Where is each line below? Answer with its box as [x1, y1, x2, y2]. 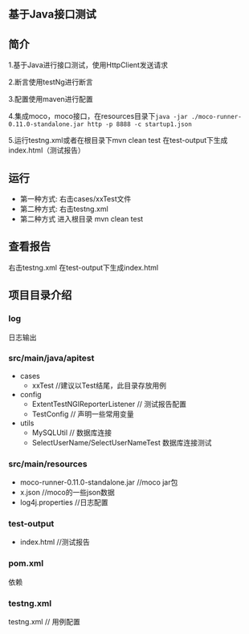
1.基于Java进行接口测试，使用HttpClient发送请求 [8, 60, 169, 70]
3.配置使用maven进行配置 [8, 95, 94, 104]
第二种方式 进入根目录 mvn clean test [19, 214, 144, 224]
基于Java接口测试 [8, 7, 96, 22]
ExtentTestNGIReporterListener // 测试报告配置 [31, 399, 187, 408]
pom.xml [8, 558, 44, 569]
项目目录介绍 [8, 288, 72, 303]
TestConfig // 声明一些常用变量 [31, 408, 134, 419]
